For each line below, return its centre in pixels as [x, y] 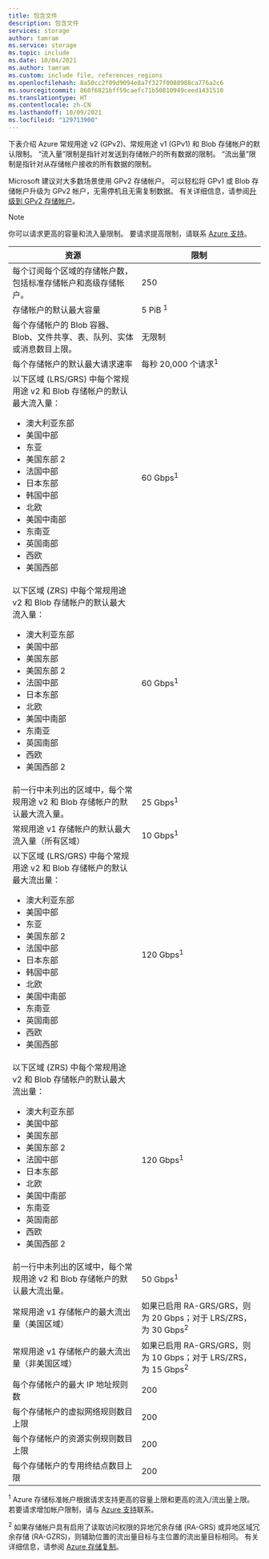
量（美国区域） [41, 1324]
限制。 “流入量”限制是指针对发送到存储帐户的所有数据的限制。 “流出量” [132, 154]
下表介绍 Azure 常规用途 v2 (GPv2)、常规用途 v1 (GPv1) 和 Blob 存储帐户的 [131, 143]
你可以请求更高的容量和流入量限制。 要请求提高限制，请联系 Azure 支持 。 [130, 233]
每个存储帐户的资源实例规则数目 [73, 1438]
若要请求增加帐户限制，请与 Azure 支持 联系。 [83, 1509]
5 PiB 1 [155, 309]
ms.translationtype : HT [48, 98]
